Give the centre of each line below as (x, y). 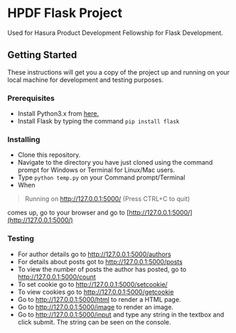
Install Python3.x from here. (58, 114)
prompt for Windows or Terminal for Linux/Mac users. (96, 170)
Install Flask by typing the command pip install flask (98, 121)
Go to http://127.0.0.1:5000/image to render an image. (96, 307)
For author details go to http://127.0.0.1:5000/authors (95, 254)
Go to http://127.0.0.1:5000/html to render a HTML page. (99, 299)
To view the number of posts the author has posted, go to (102, 269)
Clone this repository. (49, 155)
